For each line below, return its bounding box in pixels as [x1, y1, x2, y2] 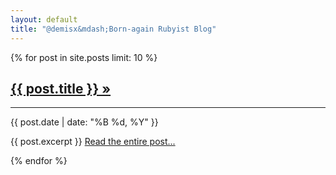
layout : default [10, 14, 78, 25]
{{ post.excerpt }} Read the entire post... [10, 136, 176, 148]
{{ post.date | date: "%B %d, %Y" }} [10, 116, 159, 128]
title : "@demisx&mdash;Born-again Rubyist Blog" [10, 24, 217, 34]
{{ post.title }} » [10, 80, 112, 97]
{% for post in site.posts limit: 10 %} [10, 51, 158, 63]
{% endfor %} [10, 155, 68, 167]
